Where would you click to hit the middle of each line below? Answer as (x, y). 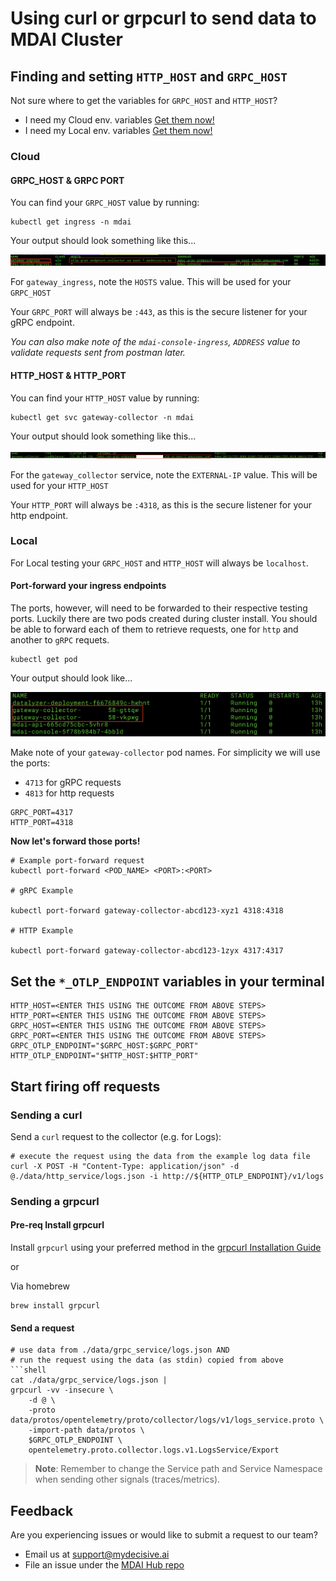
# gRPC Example (42, 891)
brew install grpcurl (55, 1306)
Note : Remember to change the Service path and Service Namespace (178, 1469)
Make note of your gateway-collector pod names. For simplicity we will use (165, 753)
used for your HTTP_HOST (59, 485)
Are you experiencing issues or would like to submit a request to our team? (164, 1535)
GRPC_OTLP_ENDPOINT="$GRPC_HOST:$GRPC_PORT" (104, 1046)
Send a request (42, 1328)
